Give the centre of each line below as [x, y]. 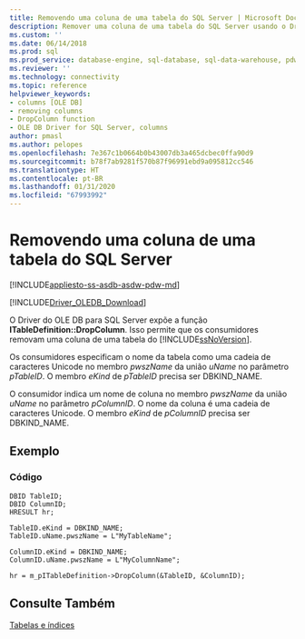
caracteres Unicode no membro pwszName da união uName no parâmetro [149, 366]
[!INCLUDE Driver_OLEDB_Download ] [78, 302]
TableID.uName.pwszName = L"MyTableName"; [91, 536]
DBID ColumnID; [38, 504]
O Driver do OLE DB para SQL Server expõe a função [108, 320]
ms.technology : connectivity [64, 77]
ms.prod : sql [34, 52]
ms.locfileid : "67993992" [58, 195]
